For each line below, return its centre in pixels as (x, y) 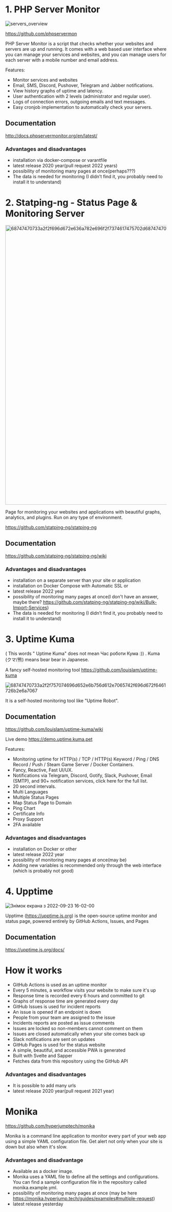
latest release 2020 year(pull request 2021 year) (63, 1091)
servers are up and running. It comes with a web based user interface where (86, 49)
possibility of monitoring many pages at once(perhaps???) (74, 171)
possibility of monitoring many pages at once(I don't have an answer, (85, 597)
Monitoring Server (45, 214)
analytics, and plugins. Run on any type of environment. (64, 517)
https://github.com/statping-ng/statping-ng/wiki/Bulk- (100, 602)
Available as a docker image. (43, 1171)
